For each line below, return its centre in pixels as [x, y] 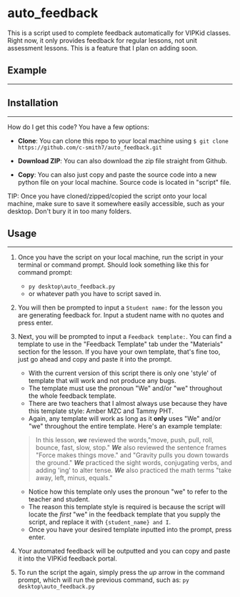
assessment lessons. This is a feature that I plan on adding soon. [102, 48]
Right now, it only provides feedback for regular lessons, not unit [102, 40]
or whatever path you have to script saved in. [95, 294]
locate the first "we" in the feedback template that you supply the [125, 514]
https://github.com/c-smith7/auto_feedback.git [90, 148]
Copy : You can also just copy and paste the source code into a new [117, 174]
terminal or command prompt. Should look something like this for [113, 265]
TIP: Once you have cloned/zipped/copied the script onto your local [107, 196]
